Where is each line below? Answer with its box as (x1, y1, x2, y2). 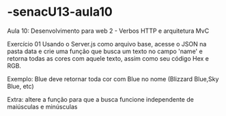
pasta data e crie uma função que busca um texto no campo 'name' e (7, 47, 203, 55)
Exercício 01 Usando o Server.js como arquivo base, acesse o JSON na (7, 40, 207, 48)
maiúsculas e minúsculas (7, 102, 78, 111)
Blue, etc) (7, 82, 34, 90)
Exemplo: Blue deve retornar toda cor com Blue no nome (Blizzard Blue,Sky (7, 74, 219, 83)
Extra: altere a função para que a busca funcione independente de (7, 95, 195, 103)
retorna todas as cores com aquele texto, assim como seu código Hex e (7, 54, 210, 62)
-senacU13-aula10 (7, 4, 113, 20)
